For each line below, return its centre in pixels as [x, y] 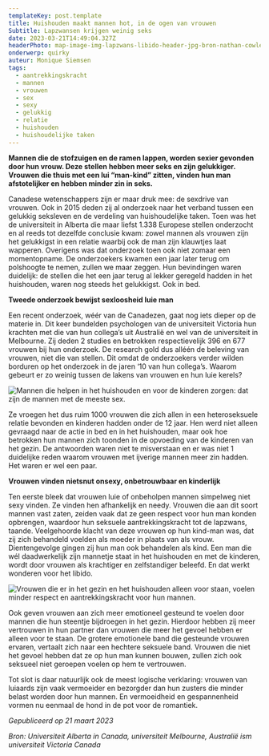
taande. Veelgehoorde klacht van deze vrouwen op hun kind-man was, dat [131, 531]
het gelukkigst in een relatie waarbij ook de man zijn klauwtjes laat [117, 241]
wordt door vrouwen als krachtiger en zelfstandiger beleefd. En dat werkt [129, 564]
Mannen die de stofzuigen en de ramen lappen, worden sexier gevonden [131, 158]
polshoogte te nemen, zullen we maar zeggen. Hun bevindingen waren [125, 267]
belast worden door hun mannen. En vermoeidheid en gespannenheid [123, 696]
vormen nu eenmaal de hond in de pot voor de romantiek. [103, 705]
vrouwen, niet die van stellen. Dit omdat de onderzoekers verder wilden [126, 358]
